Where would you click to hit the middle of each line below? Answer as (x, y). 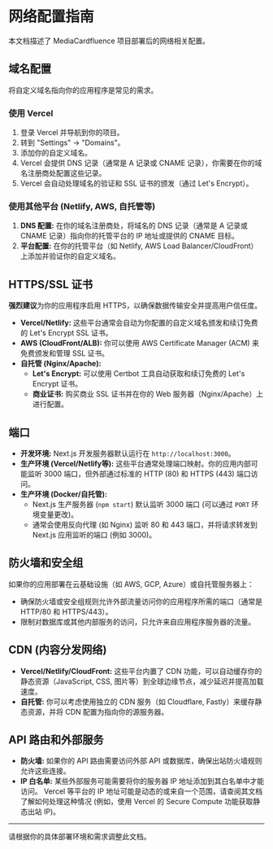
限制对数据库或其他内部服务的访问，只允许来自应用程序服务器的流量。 (138, 621)
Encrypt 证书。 (57, 384)
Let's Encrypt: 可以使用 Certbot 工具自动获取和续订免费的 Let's (139, 374)
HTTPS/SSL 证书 (51, 284)
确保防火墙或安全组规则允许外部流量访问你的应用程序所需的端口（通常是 (141, 601)
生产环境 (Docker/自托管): (64, 494)
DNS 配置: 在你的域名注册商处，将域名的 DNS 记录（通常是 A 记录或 (134, 225)
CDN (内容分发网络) (58, 650)
